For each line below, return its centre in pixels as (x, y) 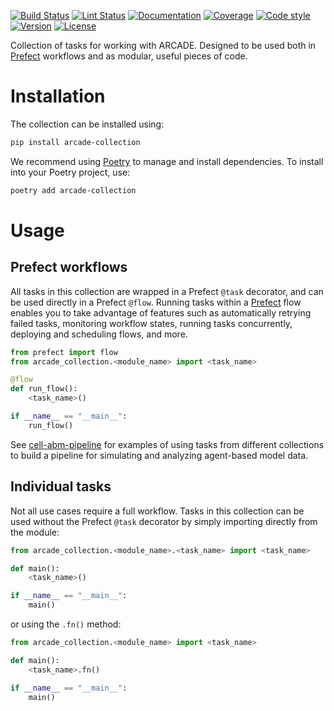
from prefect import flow (64, 352)
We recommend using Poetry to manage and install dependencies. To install (167, 161)
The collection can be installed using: (87, 124)
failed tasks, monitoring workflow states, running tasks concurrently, (151, 323)
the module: (35, 532)
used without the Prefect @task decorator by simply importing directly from (164, 521)
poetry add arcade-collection (73, 190)
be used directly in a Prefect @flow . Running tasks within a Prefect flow (156, 302)
